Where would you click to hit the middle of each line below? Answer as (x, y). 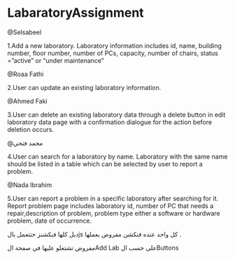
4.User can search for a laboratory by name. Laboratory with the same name (117, 156)
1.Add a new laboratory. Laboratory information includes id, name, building (115, 45)
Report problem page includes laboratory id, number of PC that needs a (111, 206)
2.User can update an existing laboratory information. (84, 87)
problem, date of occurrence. (50, 221)
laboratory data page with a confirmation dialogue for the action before (109, 122)
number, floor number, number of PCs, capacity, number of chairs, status (113, 53)
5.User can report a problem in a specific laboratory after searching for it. (113, 198)
